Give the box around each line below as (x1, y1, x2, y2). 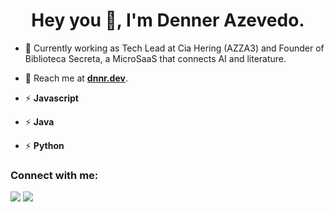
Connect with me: (10, 168, 99, 182)
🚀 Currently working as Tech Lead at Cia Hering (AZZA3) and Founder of (24, 42, 325, 54)
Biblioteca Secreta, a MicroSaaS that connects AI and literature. (24, 52, 287, 64)
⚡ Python (24, 139, 65, 151)
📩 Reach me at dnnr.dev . (24, 72, 128, 84)
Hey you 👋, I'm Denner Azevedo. (31, 9, 305, 32)
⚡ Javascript (24, 92, 79, 104)
